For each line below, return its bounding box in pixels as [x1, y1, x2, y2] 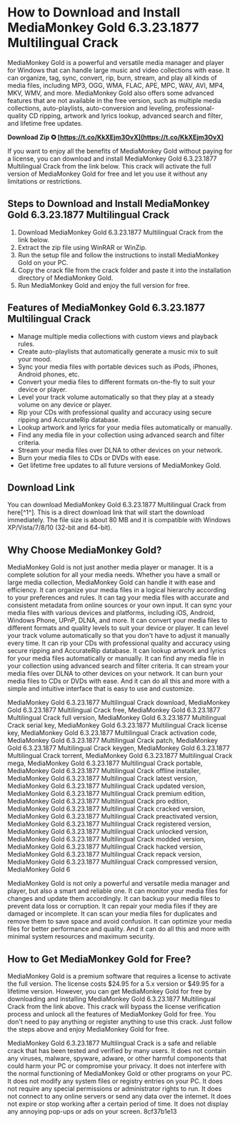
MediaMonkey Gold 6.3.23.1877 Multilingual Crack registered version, [7, 819, 212, 829]
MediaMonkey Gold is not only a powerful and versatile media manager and [7, 879, 230, 888]
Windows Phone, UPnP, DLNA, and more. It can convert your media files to [7, 616, 228, 625]
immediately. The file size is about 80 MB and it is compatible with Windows [7, 516, 231, 524]
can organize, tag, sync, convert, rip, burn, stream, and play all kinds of [7, 73, 218, 82]
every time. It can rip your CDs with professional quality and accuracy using [7, 639, 231, 647]
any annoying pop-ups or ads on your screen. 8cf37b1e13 [7, 1107, 177, 1115]
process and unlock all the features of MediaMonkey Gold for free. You [7, 1010, 216, 1018]
